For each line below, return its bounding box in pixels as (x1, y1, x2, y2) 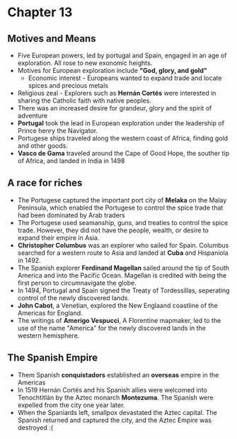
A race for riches (7, 177, 83, 189)
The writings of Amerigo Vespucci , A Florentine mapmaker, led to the (17, 316, 221, 324)
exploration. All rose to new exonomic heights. (17, 59, 153, 67)
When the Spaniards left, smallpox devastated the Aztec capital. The (17, 408, 217, 416)
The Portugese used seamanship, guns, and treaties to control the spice (17, 218, 229, 227)
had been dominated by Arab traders (17, 210, 125, 219)
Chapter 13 (7, 4, 73, 21)
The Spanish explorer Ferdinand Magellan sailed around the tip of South (17, 263, 230, 272)
